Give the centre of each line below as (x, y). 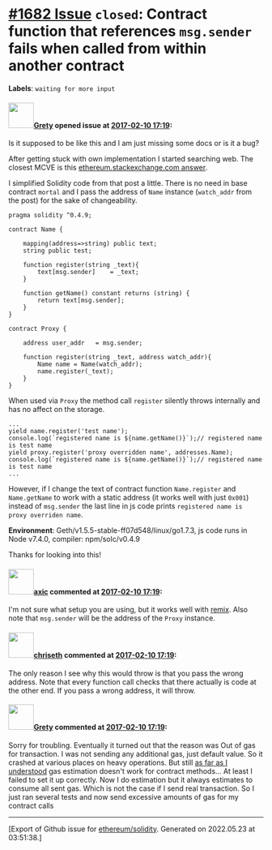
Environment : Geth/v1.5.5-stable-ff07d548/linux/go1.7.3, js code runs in (128, 530)
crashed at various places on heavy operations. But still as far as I (118, 762)
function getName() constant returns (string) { (106, 294)
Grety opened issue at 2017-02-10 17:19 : (103, 125)
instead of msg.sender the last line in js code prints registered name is (125, 506)
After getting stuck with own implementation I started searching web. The (131, 159)
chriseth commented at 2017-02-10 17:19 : (105, 655)
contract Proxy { (38, 329)
